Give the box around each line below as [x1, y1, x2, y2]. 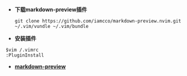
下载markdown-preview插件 [14, 6, 88, 13]
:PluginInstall [5, 52, 44, 58]
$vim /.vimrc [5, 47, 39, 53]
